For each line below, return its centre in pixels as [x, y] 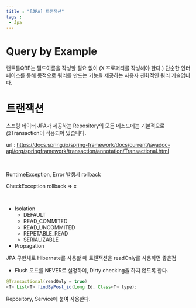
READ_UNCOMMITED [49, 227]
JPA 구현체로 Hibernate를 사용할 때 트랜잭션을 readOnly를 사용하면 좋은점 [91, 258]
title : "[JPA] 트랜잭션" [35, 11]
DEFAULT [35, 215]
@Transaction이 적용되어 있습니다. [46, 133]
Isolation [25, 209]
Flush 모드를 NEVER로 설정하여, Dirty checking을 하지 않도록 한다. [91, 271]
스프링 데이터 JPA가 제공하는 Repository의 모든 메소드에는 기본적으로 [85, 126]
